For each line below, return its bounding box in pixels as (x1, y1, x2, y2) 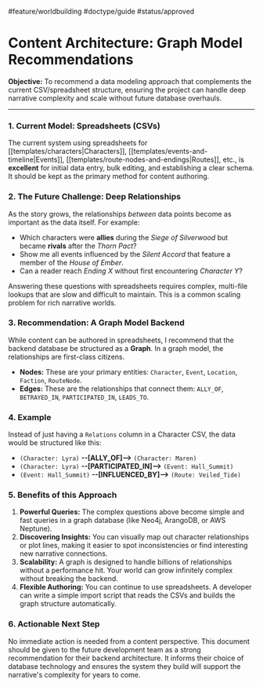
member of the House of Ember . (19, 258, 124, 267)
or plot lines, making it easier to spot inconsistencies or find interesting (19, 541, 248, 550)
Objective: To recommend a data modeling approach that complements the (8, 76, 252, 86)
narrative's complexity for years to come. (8, 670, 141, 679)
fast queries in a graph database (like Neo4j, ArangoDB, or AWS (19, 516, 226, 525)
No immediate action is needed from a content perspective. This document (8, 636, 250, 646)
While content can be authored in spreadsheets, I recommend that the (8, 335, 235, 345)
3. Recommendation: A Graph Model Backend (8, 317, 186, 328)
